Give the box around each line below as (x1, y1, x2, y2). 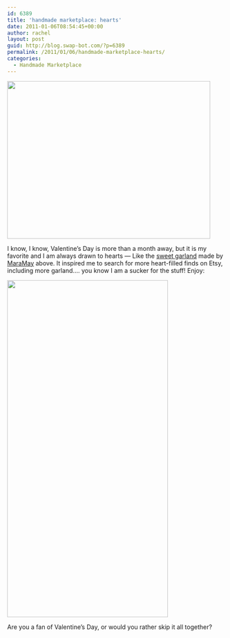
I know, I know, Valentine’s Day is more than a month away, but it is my (7, 244, 207, 252)
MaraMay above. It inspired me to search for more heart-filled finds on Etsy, (7, 259, 223, 267)
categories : (7, 55, 41, 62)
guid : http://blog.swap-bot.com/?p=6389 (7, 42, 126, 49)
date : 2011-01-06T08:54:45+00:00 (7, 23, 104, 30)
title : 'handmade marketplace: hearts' (7, 17, 122, 24)
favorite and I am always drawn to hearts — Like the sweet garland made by (7, 252, 223, 260)
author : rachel (7, 29, 51, 37)
